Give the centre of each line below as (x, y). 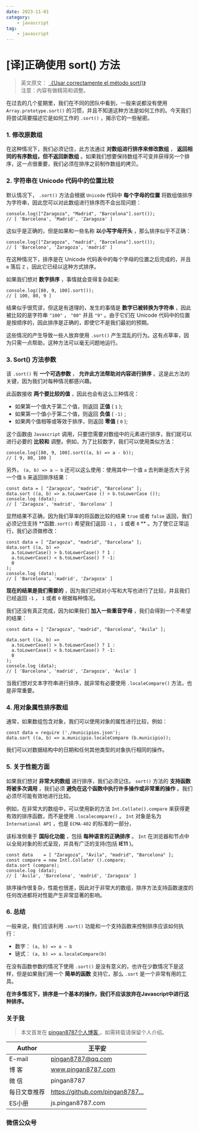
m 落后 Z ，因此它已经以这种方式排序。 (53, 267)
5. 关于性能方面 (28, 767)
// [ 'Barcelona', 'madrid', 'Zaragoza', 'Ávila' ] (71, 671)
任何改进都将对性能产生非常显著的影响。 (56, 895)
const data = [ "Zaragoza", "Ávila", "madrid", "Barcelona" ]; (90, 855)
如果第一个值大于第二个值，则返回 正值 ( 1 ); (69, 406)
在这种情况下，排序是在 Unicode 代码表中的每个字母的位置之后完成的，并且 (99, 259)
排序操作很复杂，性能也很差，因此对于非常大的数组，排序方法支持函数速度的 (100, 887)
